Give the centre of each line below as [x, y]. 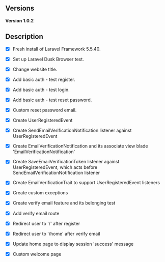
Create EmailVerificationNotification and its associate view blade [80, 146]
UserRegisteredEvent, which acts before [55, 167]
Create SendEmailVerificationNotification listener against [72, 130]
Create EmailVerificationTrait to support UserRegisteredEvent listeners [86, 183]
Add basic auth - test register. [44, 79]
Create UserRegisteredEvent [43, 120]
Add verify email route [36, 213]
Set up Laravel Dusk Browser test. [48, 59]
